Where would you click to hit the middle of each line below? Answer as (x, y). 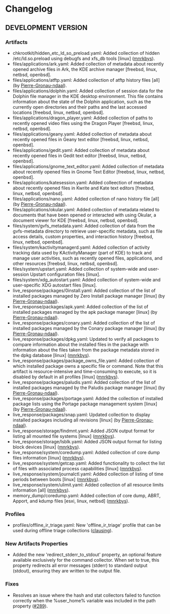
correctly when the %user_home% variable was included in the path (84, 600)
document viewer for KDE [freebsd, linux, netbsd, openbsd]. (75, 220)
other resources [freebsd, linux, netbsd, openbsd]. (65, 263)
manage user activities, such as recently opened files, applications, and (87, 258)
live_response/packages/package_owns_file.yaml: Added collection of (86, 361)
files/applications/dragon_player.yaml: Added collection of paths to (83, 118)
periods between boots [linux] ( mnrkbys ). (56, 479)
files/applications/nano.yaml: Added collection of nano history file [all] (86, 199)
